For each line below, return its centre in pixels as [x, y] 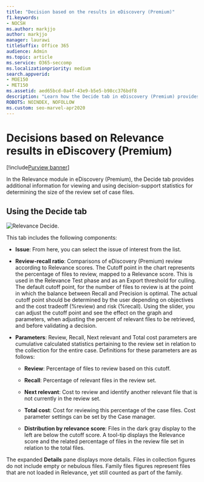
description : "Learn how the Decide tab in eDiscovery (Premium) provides [103, 97]
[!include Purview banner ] [38, 168]
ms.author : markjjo [31, 29]
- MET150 [17, 86]
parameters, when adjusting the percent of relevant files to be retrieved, [105, 319]
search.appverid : [28, 74]
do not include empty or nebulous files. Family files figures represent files [98, 466]
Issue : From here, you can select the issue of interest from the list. [98, 249]
